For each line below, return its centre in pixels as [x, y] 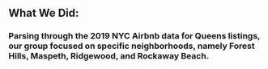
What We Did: [44, 13]
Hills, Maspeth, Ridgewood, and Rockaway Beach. [109, 56]
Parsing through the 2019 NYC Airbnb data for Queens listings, [134, 36]
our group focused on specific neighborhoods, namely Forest [132, 46]
